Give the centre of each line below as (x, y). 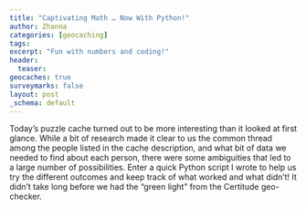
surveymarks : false (47, 86)
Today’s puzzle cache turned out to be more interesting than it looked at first (153, 129)
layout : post (34, 94)
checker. (26, 196)
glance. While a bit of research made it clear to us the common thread (141, 139)
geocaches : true (40, 78)
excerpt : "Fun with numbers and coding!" (90, 52)
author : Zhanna (38, 26)
